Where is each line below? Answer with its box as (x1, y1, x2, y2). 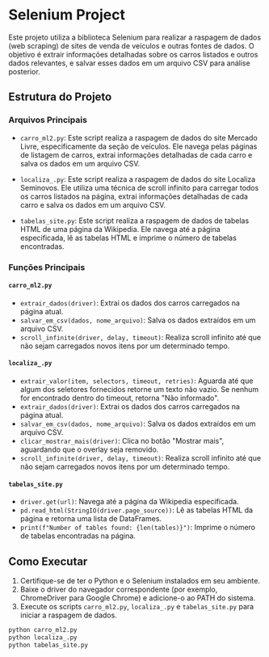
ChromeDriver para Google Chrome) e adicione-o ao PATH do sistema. (19, 592, 256, 603)
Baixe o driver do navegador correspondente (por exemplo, (19, 584, 218, 594)
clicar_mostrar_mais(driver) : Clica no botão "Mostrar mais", (19, 436, 225, 445)
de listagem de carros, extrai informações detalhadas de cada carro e (19, 150, 253, 159)
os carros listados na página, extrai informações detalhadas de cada (19, 192, 249, 201)
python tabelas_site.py (8, 641, 89, 649)
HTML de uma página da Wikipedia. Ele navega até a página (19, 224, 221, 234)
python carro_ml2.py (8, 625, 78, 634)
